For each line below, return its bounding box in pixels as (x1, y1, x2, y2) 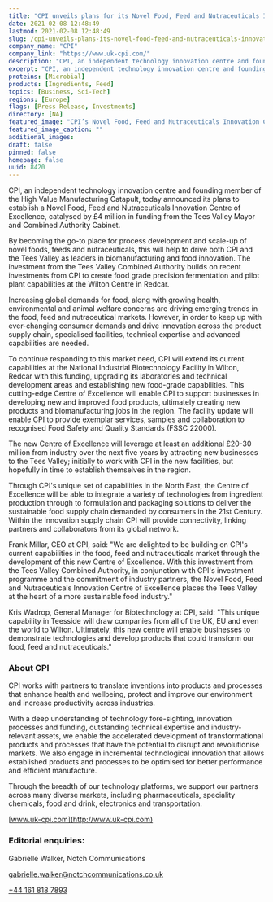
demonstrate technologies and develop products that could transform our (8, 633, 254, 643)
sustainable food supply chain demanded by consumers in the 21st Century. (8, 506, 262, 517)
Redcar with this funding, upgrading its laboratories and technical (8, 371, 227, 381)
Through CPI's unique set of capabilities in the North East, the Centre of (8, 481, 249, 491)
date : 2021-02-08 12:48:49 (8, 20, 100, 28)
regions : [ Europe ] (8, 95, 71, 103)
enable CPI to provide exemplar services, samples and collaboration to (8, 414, 245, 424)
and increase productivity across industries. (8, 698, 156, 708)
